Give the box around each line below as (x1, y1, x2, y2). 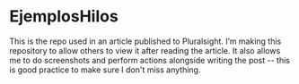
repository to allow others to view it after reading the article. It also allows (9, 45, 281, 55)
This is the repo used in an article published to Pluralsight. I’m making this (9, 36, 282, 46)
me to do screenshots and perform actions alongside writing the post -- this (9, 55, 290, 65)
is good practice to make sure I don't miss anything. (9, 64, 201, 75)
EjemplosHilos (9, 6, 119, 27)
